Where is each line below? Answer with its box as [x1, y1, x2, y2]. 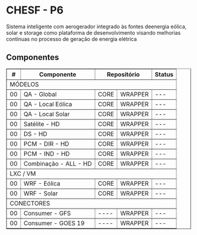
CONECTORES [9, 199, 50, 207]
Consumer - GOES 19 [23, 219, 85, 227]
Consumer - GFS [23, 209, 72, 217]
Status [154, 70, 174, 78]
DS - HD [23, 130, 47, 138]
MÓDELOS [9, 80, 39, 88]
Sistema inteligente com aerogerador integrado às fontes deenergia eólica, [6, 23, 187, 30]
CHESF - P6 [6, 4, 64, 17]
